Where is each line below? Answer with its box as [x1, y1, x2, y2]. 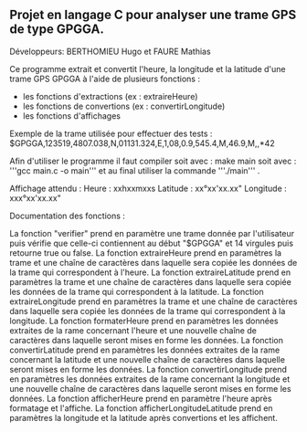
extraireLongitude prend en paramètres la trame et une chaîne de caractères [9, 296, 298, 307]
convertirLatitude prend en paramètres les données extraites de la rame [9, 344, 281, 355]
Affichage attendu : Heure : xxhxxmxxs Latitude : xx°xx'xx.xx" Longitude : [9, 183, 288, 194]
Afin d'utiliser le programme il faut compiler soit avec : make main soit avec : [9, 155, 297, 166]
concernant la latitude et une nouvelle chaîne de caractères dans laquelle [9, 353, 286, 364]
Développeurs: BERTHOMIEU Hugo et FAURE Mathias [9, 46, 212, 57]
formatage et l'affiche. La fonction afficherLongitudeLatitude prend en [9, 402, 273, 414]
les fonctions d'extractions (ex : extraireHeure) [22, 90, 198, 101]
